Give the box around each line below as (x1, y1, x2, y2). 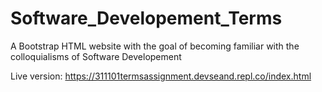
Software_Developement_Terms (10, 7, 283, 30)
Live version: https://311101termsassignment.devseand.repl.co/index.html (10, 70, 312, 82)
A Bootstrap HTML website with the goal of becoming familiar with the (10, 40, 300, 52)
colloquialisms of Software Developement (10, 50, 182, 62)
